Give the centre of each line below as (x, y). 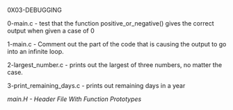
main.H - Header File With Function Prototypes (74, 99)
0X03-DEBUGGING (35, 10)
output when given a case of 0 (51, 31)
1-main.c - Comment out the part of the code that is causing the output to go (117, 44)
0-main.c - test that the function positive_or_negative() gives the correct (111, 23)
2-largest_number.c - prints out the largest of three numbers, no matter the (115, 65)
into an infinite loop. (35, 52)
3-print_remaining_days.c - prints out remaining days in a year (96, 85)
